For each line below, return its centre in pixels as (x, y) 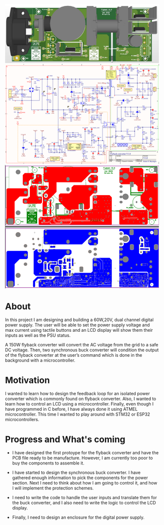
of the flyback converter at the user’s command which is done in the (74, 355)
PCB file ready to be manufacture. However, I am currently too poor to (82, 458)
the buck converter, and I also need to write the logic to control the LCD (84, 503)
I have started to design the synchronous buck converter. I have (76, 473)
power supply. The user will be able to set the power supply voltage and (78, 325)
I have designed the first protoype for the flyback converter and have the (85, 453)
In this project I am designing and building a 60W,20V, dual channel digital (79, 320)
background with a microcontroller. (40, 361)
